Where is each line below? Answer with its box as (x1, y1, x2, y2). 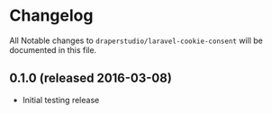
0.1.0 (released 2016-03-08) (9, 71, 173, 86)
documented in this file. (9, 44, 97, 55)
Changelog (9, 5, 94, 26)
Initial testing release (22, 94, 100, 105)
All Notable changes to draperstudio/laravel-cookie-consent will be (9, 35, 263, 46)
